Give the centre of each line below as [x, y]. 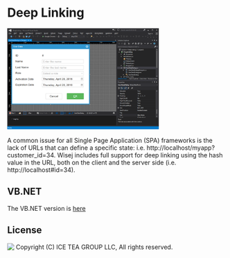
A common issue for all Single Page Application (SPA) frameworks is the [110, 140]
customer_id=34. [32, 155]
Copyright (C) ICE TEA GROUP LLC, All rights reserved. [94, 247]
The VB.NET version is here [46, 208]
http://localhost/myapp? [181, 148]
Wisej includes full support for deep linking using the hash [140, 155]
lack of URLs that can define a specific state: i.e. [76, 148]
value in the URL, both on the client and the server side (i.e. [92, 162]
